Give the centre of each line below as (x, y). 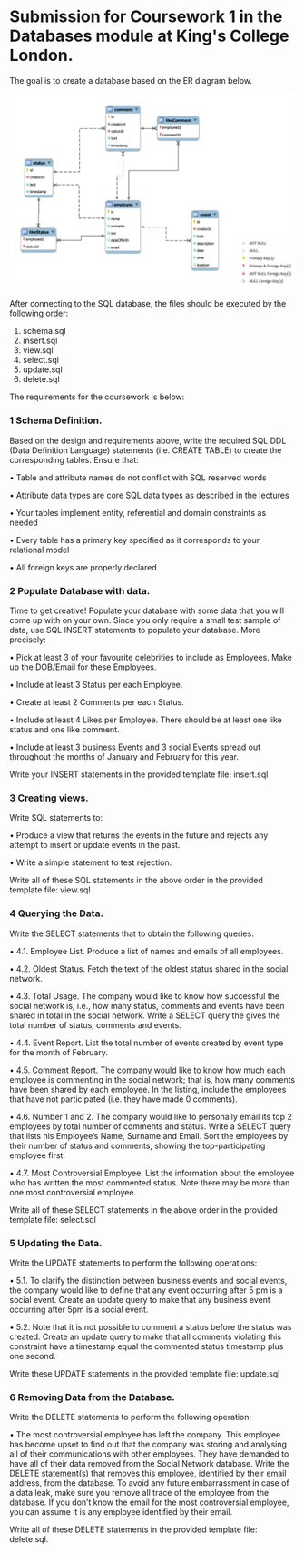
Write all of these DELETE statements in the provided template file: (133, 1529)
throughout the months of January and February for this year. (124, 757)
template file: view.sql (50, 890)
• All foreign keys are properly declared (83, 567)
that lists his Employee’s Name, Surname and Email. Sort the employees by (149, 1135)
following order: (39, 313)
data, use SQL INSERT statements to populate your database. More (135, 630)
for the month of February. (59, 1052)
